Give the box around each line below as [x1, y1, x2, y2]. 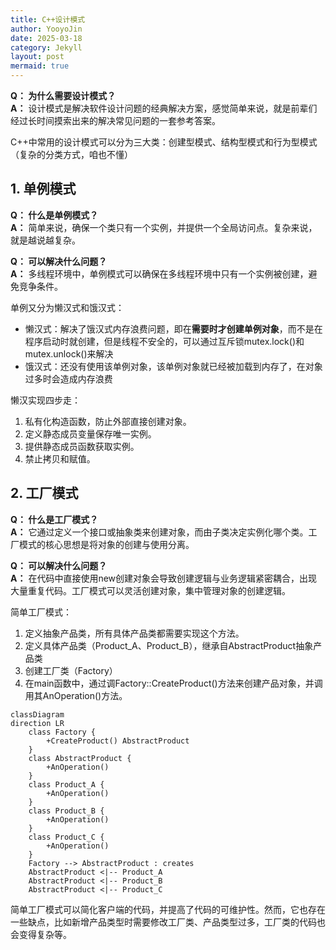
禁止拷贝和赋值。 [24, 452, 96, 465]
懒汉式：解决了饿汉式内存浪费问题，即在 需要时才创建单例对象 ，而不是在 [24, 322, 323, 335]
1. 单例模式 [10, 181, 77, 198]
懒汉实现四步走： [10, 394, 81, 406]
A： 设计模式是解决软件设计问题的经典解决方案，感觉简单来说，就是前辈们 [10, 102, 318, 114]
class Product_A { [28, 779, 105, 790]
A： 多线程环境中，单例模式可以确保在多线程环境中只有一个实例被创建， [10, 267, 309, 280]
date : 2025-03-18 [10, 33, 83, 43]
